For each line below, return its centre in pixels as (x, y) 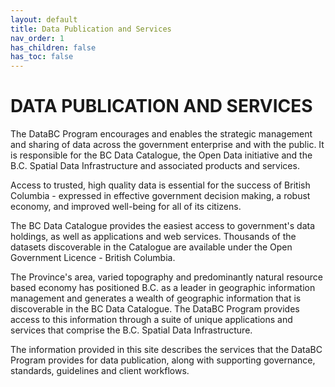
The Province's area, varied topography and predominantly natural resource (166, 277)
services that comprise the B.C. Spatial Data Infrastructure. (131, 330)
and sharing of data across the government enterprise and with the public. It (167, 145)
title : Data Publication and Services (91, 29)
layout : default (44, 19)
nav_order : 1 (37, 38)
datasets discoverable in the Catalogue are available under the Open (151, 247)
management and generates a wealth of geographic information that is (156, 298)
